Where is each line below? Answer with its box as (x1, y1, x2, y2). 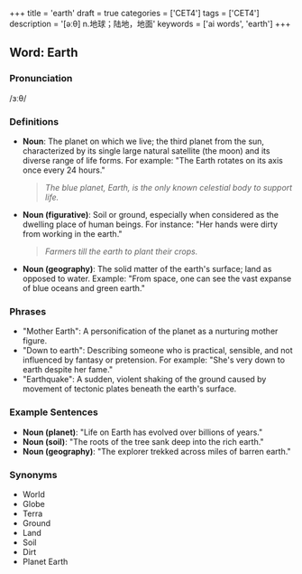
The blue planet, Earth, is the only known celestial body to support (44, 182, 293, 193)
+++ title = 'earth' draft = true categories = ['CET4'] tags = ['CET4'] (9, 8, 260, 18)
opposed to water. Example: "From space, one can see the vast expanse (22, 273, 292, 284)
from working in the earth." (22, 228, 124, 239)
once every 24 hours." (22, 165, 105, 175)
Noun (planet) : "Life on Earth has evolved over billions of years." (22, 427, 263, 438)
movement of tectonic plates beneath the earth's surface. (22, 383, 237, 394)
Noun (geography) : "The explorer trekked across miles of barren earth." (22, 446, 291, 456)
